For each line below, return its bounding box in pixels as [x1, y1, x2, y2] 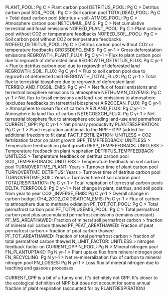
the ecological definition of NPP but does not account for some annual [5, 280, 150, 286]
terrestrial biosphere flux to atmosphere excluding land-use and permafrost [5, 116, 161, 122]
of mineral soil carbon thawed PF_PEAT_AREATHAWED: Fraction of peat [5, 222, 154, 228]
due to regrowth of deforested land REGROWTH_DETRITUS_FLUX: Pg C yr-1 [5, 58, 163, 63]
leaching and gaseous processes [5, 265, 74, 271]
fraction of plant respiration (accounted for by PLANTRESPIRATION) [5, 285, 145, 291]
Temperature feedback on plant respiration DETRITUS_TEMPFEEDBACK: [5, 148, 155, 154]
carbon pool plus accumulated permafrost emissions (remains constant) [5, 212, 154, 217]
